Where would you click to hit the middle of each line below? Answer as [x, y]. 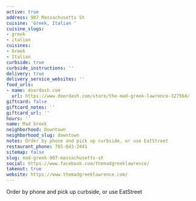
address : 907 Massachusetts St [46, 18]
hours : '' [19, 118]
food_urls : [20, 85]
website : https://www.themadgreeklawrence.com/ [67, 175]
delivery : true [25, 74]
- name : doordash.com [33, 91]
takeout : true [24, 169]
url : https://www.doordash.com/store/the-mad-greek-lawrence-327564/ [101, 96]
